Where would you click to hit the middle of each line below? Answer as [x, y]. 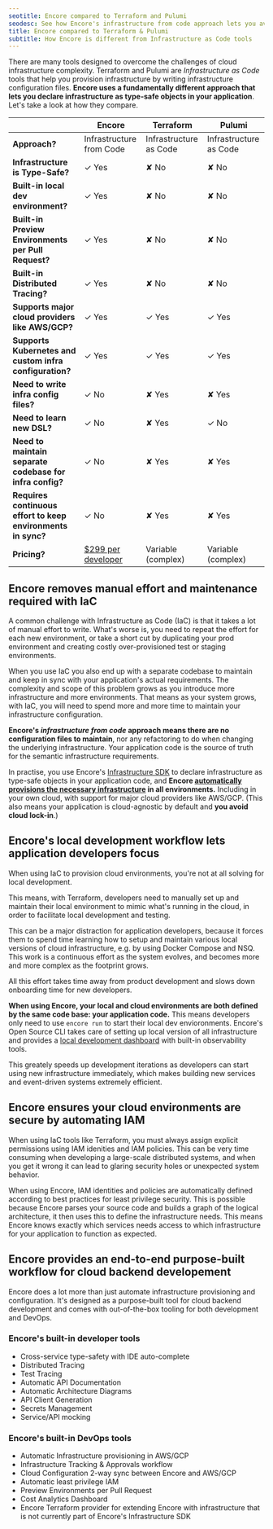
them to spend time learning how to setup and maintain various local [123, 939]
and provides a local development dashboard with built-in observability [127, 1040]
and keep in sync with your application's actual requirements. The [119, 680]
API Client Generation [56, 1399]
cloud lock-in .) [33, 815]
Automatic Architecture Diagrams [76, 1391]
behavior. [24, 1175]
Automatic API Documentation [71, 1382]
